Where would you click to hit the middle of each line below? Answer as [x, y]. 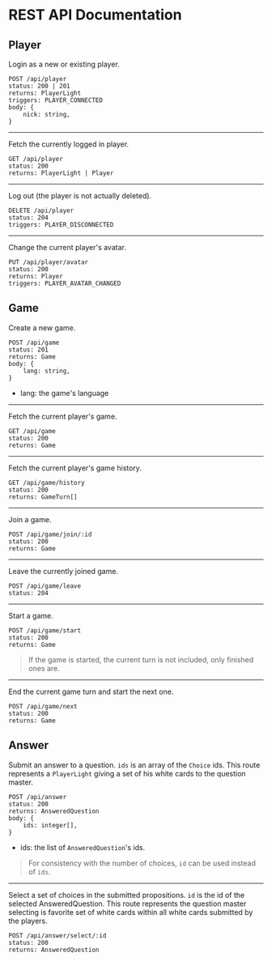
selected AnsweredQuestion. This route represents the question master [127, 904]
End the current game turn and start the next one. [91, 691]
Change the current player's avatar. [68, 247]
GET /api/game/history [47, 483]
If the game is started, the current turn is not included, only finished [141, 659]
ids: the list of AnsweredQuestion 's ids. [83, 847]
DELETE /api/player [41, 210]
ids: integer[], [51, 825]
